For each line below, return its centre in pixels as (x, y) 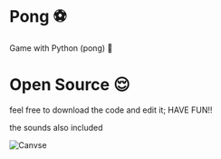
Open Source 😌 (70, 85)
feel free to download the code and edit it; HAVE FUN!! (111, 110)
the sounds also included (56, 127)
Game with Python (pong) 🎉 (61, 48)
